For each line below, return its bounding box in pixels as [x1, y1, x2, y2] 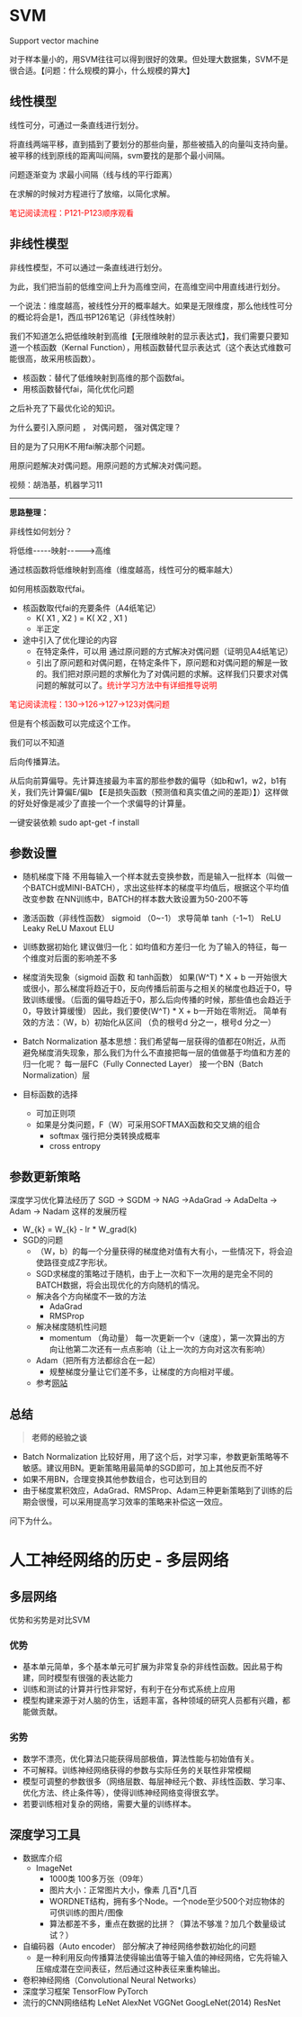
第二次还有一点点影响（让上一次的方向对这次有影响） [73, 1343, 271, 1355]
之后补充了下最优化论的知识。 [9, 402, 120, 413]
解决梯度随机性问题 [35, 1321, 108, 1333]
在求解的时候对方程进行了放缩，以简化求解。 [9, 188, 175, 199]
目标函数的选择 [22, 1089, 78, 1099]
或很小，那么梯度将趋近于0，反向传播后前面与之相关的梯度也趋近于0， [22, 983, 285, 994]
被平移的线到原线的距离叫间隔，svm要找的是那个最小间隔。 [9, 149, 230, 160]
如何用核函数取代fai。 [9, 583, 90, 594]
